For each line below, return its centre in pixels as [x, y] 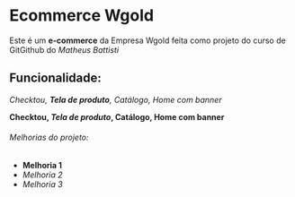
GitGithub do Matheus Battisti [64, 49]
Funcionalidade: [55, 78]
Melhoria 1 [42, 165]
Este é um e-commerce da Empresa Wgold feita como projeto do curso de [147, 40]
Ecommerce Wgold [82, 16]
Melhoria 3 [42, 184]
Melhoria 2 [42, 175]
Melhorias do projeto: [49, 137]
